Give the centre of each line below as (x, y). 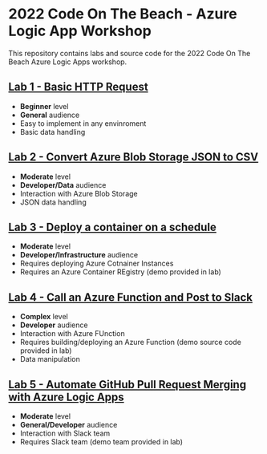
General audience (50, 115)
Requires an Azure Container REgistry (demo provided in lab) (121, 272)
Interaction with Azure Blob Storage (79, 193)
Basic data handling (53, 132)
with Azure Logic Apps (66, 397)
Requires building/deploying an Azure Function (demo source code (131, 343)
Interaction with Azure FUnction (73, 334)
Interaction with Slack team (65, 433)
